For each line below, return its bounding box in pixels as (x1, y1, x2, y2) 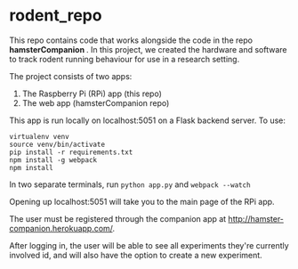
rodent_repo (9, 5, 102, 26)
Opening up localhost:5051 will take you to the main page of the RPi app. (9, 196, 275, 207)
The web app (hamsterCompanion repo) (21, 97, 170, 108)
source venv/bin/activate (9, 140, 105, 149)
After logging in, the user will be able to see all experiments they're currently (9, 240, 289, 250)
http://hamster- (228, 213, 285, 224)
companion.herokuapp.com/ (9, 223, 113, 233)
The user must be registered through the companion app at (9, 213, 227, 224)
